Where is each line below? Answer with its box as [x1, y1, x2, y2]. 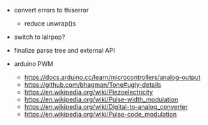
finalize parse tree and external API [13, 47, 115, 54]
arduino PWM [13, 60, 54, 68]
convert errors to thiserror [13, 6, 89, 14]
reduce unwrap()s [24, 19, 77, 27]
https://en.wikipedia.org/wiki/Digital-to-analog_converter [24, 103, 188, 110]
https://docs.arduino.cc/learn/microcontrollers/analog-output [24, 73, 201, 81]
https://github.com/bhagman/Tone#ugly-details [24, 81, 162, 89]
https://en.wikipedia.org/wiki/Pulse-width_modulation [24, 95, 179, 103]
